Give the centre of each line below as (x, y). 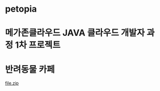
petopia (21, 9)
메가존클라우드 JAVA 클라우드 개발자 (75, 33)
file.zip (12, 83)
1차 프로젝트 (38, 45)
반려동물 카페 (30, 69)
